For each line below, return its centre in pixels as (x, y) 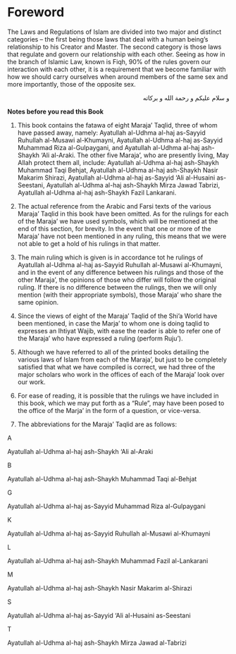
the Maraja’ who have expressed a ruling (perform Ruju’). (100, 338)
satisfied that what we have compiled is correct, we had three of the (116, 366)
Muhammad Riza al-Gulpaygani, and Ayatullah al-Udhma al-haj (108, 147)
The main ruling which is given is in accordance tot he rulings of (110, 257)
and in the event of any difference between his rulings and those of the (120, 272)
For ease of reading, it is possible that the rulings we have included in (118, 395)
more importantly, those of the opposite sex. (72, 84)
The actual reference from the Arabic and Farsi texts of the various (114, 206)
